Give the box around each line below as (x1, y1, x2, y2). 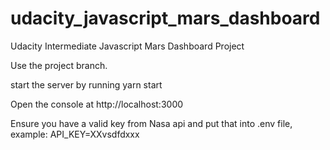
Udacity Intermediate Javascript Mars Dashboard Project (10, 40, 245, 52)
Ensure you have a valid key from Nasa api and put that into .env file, (10, 117, 293, 129)
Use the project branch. (10, 59, 108, 71)
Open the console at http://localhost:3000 (10, 98, 184, 110)
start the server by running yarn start (10, 78, 163, 91)
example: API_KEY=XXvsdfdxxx (10, 128, 140, 140)
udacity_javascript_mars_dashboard (10, 7, 321, 30)
